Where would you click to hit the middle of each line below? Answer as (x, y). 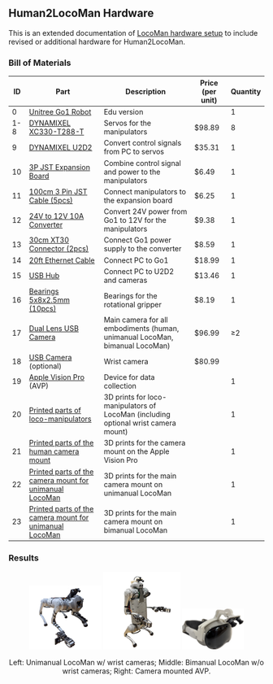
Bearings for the (131, 295)
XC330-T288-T (56, 132)
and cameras (126, 280)
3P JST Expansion (60, 168)
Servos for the (128, 123)
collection (120, 386)
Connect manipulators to (145, 191)
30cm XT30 (49, 240)
